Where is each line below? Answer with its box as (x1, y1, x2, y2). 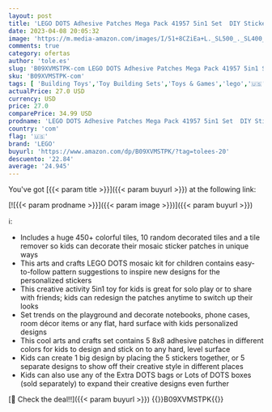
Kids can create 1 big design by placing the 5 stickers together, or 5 (19, 353, 245, 363)
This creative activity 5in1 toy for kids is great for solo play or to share (19, 284, 253, 294)
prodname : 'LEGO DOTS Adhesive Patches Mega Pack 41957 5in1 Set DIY (8, 117, 252, 125)
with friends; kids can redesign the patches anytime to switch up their (19, 293, 253, 303)
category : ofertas (8, 49, 70, 57)
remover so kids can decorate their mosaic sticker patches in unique (19, 241, 249, 251)
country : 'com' (8, 125, 60, 133)
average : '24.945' (8, 163, 70, 171)
